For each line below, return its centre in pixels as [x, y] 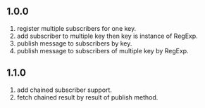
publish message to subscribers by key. [74, 43]
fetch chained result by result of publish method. [87, 97]
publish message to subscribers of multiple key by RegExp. [103, 50]
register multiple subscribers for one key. [76, 28]
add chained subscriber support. [64, 90]
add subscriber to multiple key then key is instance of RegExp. [107, 36]
